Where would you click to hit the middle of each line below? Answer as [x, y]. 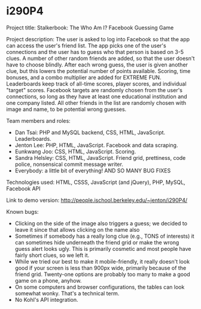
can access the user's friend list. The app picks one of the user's [86, 46]
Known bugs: [22, 211]
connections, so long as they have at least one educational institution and [97, 96]
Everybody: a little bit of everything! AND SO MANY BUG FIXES [93, 170]
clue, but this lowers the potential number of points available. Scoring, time [98, 71]
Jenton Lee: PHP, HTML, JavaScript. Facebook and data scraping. [96, 145]
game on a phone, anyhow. [48, 280]
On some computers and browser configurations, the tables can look [100, 287]
